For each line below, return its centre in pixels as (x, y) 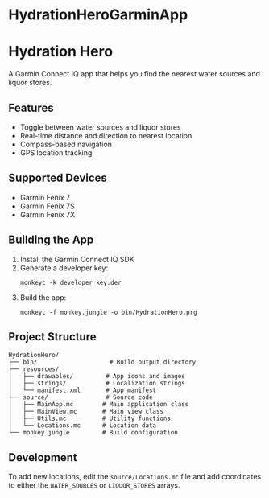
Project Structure (52, 337)
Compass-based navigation (66, 144)
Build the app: (43, 297)
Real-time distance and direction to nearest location (106, 135)
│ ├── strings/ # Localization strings (97, 384)
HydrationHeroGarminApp (98, 15)
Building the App (51, 240)
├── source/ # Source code (81, 397)
